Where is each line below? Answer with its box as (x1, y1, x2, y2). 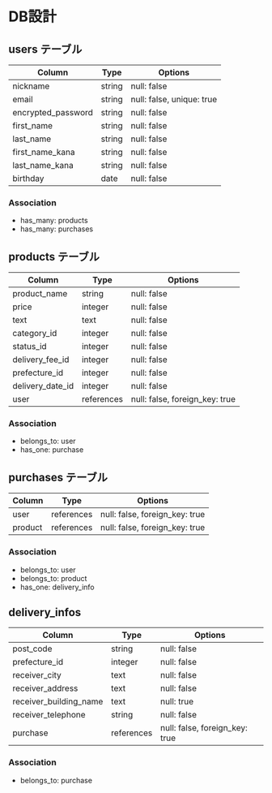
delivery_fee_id (12, 354, 70, 365)
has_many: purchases (19, 224, 94, 234)
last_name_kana (12, 160, 74, 170)
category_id (12, 328, 57, 339)
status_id (12, 341, 47, 352)
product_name (12, 288, 68, 300)
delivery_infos (8, 606, 82, 619)
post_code (12, 643, 53, 654)
